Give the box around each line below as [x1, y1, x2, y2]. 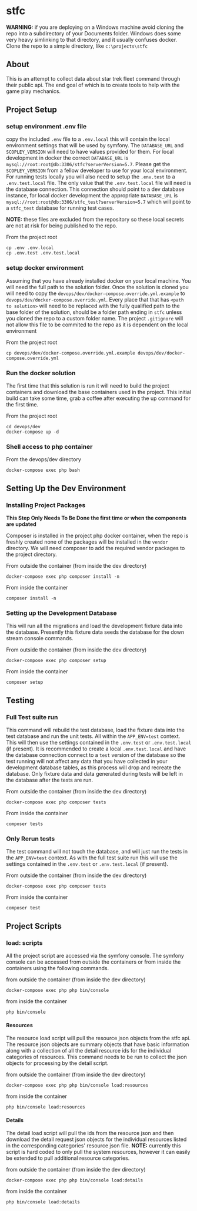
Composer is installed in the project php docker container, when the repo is [6, 532, 189, 540]
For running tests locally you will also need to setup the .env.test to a [6, 173, 175, 180]
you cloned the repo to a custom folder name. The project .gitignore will [6, 315, 183, 322]
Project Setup [6, 105, 58, 115]
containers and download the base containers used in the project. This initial [6, 389, 191, 396]
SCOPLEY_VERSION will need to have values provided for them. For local [6, 148, 174, 155]
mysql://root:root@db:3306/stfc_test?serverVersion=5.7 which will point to [6, 198, 191, 206]
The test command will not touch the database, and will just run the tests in [6, 848, 188, 855]
